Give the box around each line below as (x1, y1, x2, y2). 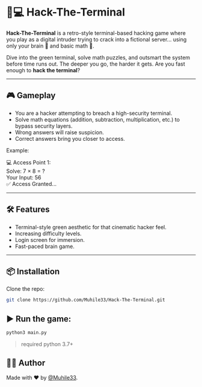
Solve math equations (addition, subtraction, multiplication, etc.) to (14, 116, 180, 123)
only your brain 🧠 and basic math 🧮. (6, 42, 94, 49)
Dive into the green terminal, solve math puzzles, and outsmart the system (6, 54, 191, 61)
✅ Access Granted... (6, 180, 57, 187)
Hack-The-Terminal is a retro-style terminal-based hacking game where (6, 29, 186, 37)
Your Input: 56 (6, 173, 41, 181)
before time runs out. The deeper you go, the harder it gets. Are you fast (6, 60, 185, 67)
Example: (6, 146, 29, 154)
